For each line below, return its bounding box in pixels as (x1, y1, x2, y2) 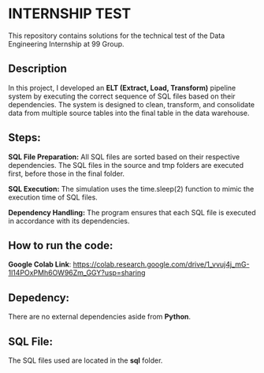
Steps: (8, 131, 41, 144)
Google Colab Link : (8, 259, 72, 269)
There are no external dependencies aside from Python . (8, 312, 191, 322)
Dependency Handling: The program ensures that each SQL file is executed (8, 207, 256, 217)
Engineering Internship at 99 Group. (8, 39, 125, 48)
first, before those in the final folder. (8, 169, 125, 178)
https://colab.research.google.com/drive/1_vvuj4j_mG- (73, 259, 250, 269)
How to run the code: (8, 238, 113, 252)
